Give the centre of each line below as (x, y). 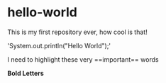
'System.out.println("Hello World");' (59, 45)
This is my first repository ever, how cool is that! (77, 32)
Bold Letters (26, 73)
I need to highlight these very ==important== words (83, 59)
